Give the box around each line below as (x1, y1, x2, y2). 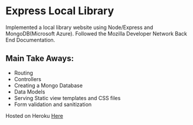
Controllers (14, 75, 42, 82)
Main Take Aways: (5, 53, 74, 63)
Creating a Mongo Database (14, 82, 83, 89)
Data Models (14, 88, 45, 95)
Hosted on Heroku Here (5, 112, 63, 119)
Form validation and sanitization (14, 101, 92, 108)
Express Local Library (5, 4, 115, 18)
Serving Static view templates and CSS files (14, 94, 121, 101)
